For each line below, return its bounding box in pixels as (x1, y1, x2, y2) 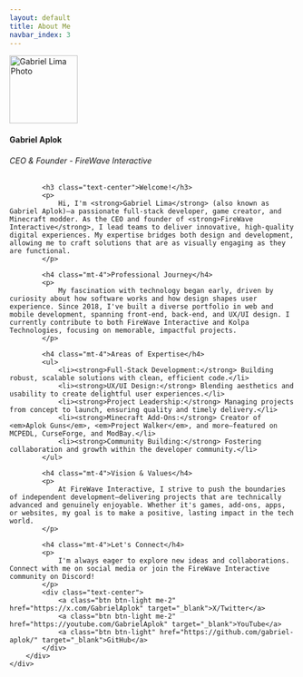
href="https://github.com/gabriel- (159, 628, 295, 637)
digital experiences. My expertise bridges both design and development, (9, 231, 295, 240)
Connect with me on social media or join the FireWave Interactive (9, 564, 270, 574)
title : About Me (9, 22, 71, 31)
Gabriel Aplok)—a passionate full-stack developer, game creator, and (9, 207, 282, 216)
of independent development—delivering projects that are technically (9, 493, 282, 502)
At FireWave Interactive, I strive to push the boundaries (57, 485, 286, 495)
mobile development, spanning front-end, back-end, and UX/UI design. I (9, 310, 290, 319)
